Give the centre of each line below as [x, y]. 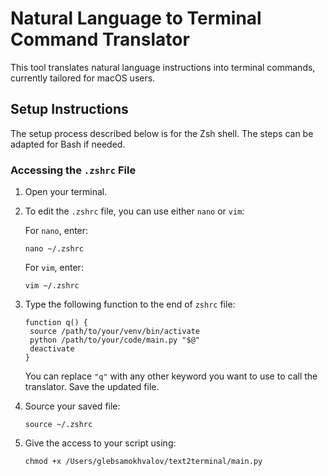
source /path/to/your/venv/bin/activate [115, 332]
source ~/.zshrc [58, 425]
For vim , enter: [54, 268]
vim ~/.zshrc [52, 286]
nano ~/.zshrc [54, 249]
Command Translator [100, 39]
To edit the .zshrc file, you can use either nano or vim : [134, 211]
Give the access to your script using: [100, 443]
